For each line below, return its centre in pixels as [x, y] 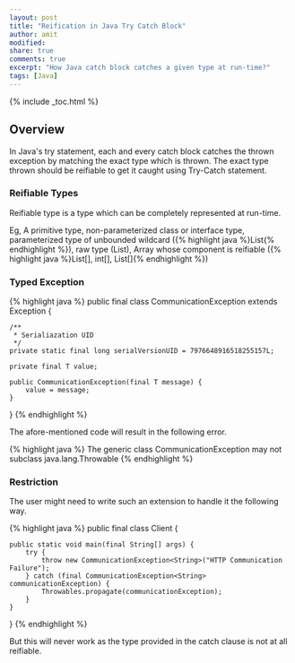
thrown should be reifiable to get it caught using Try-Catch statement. [138, 170]
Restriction [34, 482]
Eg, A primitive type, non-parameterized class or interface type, [127, 230]
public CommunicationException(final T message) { [106, 383]
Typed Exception [47, 281]
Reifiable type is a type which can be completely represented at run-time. [145, 212]
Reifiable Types [44, 194]
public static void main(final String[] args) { [102, 545]
